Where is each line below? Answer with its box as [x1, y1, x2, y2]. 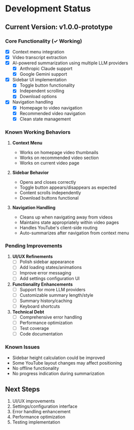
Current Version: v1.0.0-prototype [5, 23, 113, 31]
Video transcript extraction [12, 54, 67, 60]
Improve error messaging [19, 270, 72, 276]
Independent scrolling [19, 88, 64, 94]
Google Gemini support [19, 71, 68, 77]
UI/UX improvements [12, 398, 55, 404]
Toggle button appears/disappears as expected [19, 184, 117, 190]
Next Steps [5, 385, 40, 393]
